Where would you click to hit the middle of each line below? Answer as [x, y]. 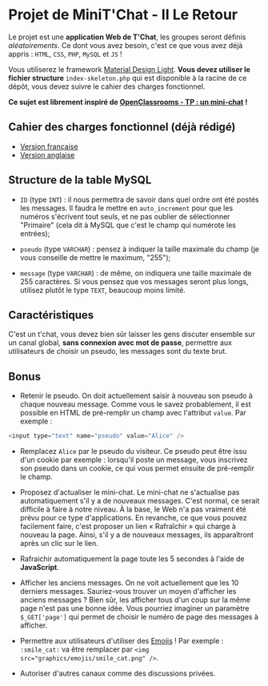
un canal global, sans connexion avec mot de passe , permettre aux [120, 343]
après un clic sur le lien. [59, 544]
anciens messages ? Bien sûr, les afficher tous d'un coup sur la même [135, 600]
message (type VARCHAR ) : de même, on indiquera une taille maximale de [136, 273]
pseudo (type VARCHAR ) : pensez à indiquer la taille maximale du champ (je [140, 249]
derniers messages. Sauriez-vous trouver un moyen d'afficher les [128, 592]
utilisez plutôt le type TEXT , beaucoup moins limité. [102, 290]
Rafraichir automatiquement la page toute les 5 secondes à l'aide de [132, 559]
